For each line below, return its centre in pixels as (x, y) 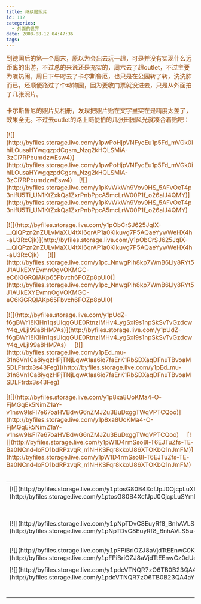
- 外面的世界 (26, 28)
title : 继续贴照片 (27, 12)
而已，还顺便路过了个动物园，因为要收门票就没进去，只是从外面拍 (99, 85)
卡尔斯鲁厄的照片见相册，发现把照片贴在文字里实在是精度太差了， (99, 111)
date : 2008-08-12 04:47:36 (40, 34)
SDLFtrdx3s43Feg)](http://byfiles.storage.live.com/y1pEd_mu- (94, 367)
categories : (21, 23)
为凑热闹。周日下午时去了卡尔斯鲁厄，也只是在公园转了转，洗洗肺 (99, 76)
